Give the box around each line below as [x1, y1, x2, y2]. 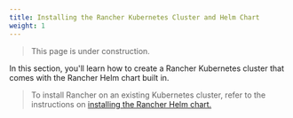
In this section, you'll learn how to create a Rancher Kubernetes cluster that [9, 63, 284, 74]
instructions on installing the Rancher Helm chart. [30, 98, 212, 109]
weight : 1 [9, 21, 46, 30]
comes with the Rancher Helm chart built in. [9, 72, 170, 83]
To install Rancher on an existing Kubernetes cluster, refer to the [30, 90, 266, 100]
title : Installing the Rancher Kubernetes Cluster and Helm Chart [9, 12, 260, 22]
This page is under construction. [30, 45, 151, 56]
